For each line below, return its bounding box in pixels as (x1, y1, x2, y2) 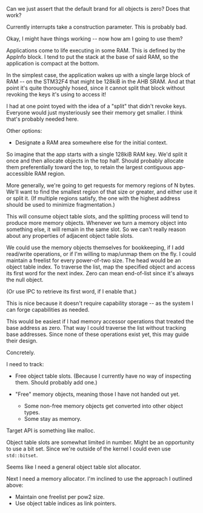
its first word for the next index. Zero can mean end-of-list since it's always (6, 270, 194, 277)
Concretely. (6, 349, 35, 356)
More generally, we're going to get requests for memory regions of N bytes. (6, 182, 195, 189)
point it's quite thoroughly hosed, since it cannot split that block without (6, 84, 185, 92)
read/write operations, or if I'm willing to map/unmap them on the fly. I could (6, 250, 196, 257)
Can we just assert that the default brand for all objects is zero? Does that (6, 5, 190, 12)
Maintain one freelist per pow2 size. (15, 494, 105, 500)
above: (6, 481, 24, 489)
